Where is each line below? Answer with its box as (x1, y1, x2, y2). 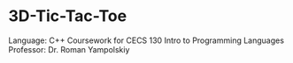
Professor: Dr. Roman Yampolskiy (8, 44, 130, 54)
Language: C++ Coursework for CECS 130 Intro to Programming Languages (8, 35, 285, 45)
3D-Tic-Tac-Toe (8, 6, 127, 26)
